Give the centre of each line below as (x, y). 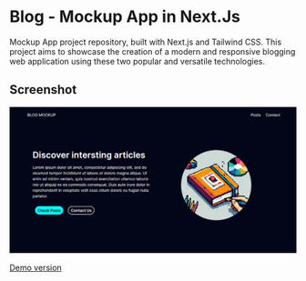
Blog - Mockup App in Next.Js (125, 17)
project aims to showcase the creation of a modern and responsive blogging (153, 51)
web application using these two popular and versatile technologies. (138, 61)
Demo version (36, 268)
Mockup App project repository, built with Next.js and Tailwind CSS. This (146, 42)
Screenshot (43, 90)
